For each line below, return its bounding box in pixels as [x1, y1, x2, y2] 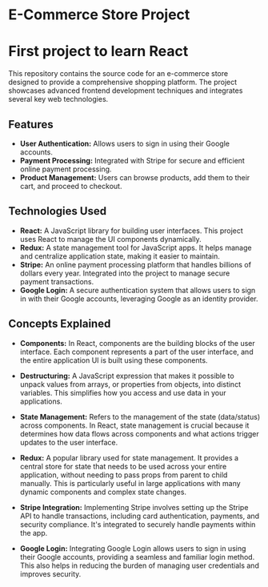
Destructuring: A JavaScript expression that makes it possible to [19, 371, 234, 380]
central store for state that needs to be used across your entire [19, 461, 227, 471]
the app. [19, 528, 48, 537]
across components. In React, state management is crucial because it [19, 420, 250, 430]
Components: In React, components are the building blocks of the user [19, 338, 256, 348]
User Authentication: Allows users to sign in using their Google [19, 139, 230, 148]
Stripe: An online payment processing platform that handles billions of [19, 259, 252, 269]
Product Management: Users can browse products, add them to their [19, 172, 250, 182]
